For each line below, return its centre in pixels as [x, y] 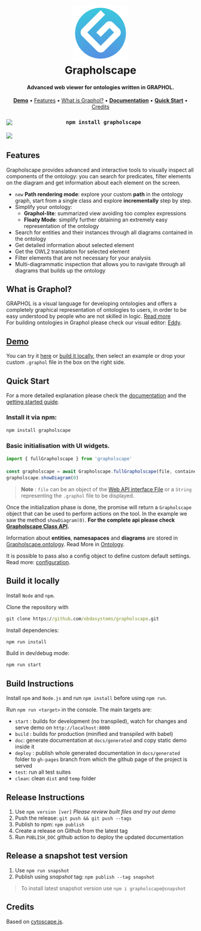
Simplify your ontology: [44, 207]
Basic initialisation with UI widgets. [58, 446]
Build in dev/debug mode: [38, 653]
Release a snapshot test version [67, 856]
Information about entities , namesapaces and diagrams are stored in [92, 538]
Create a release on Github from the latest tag [71, 830]
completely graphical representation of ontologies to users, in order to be [96, 310]
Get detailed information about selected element [74, 245]
